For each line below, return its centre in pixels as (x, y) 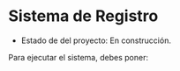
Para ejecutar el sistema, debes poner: (79, 57)
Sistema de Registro (83, 16)
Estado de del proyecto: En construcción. (96, 40)
